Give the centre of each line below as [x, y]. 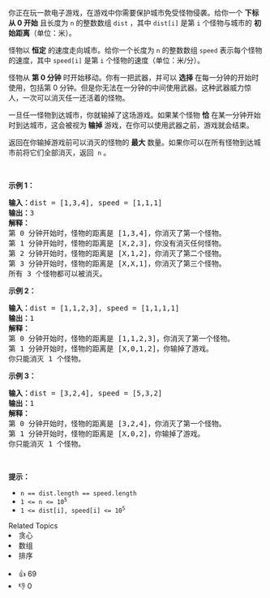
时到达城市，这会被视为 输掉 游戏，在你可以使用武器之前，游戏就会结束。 [131, 125]
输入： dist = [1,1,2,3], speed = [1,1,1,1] [94, 308]
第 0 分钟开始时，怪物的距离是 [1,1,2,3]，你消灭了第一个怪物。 [122, 338]
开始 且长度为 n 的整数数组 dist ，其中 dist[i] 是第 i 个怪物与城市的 [138, 23]
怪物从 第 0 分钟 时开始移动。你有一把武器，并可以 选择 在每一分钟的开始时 [134, 77]
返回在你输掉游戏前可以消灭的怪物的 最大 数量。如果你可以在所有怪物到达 [131, 142]
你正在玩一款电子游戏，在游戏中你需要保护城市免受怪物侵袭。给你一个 [126, 13]
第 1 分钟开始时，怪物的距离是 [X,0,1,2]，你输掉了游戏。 [111, 349]
